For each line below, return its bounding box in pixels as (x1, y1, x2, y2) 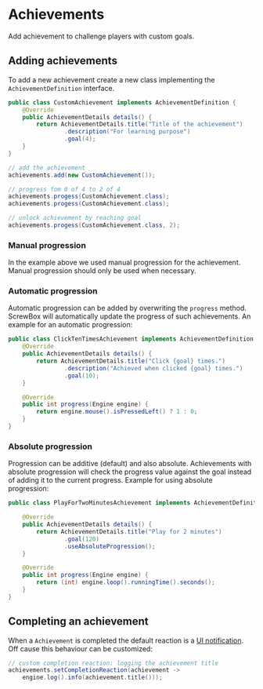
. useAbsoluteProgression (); (63, 542, 156, 550)
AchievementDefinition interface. (8, 83, 115, 93)
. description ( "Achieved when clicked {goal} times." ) (63, 364, 243, 372)
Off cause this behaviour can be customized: (8, 643, 153, 653)
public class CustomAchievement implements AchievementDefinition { (8, 98, 236, 107)
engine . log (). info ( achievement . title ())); (22, 673, 163, 682)
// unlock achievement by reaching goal (8, 214, 142, 222)
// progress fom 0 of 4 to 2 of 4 (8, 185, 121, 193)
